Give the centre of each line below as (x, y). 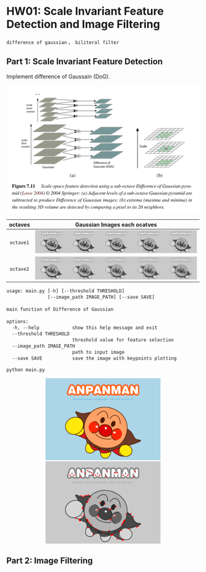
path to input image (98, 352)
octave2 (20, 269)
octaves (20, 224)
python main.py (26, 370)
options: (17, 322)
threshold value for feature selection (123, 340)
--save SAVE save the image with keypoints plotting (94, 359)
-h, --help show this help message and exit (85, 328)
